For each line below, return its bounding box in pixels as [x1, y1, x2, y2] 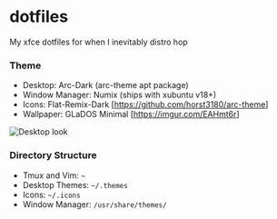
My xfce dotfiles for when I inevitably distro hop [9, 36, 188, 47]
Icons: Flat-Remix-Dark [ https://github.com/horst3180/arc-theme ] [22, 99, 269, 110]
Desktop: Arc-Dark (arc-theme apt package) [22, 80, 189, 91]
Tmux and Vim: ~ [22, 170, 86, 181]
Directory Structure [9, 149, 97, 162]
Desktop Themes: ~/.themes [22, 179, 129, 190]
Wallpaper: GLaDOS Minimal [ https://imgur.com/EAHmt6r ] [22, 109, 240, 120]
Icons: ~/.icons [22, 189, 81, 200]
